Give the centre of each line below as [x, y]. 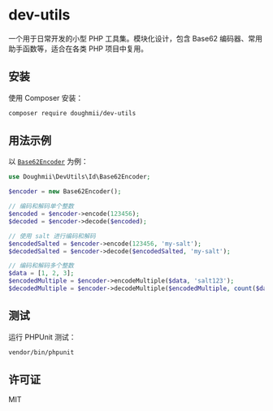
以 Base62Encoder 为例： [48, 162]
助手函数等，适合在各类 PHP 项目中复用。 [78, 48]
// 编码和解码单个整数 [41, 206]
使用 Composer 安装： [46, 97]
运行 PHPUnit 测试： [42, 337]
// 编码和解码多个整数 [41, 266]
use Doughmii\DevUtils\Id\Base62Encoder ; [80, 177]
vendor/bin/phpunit [41, 352]
